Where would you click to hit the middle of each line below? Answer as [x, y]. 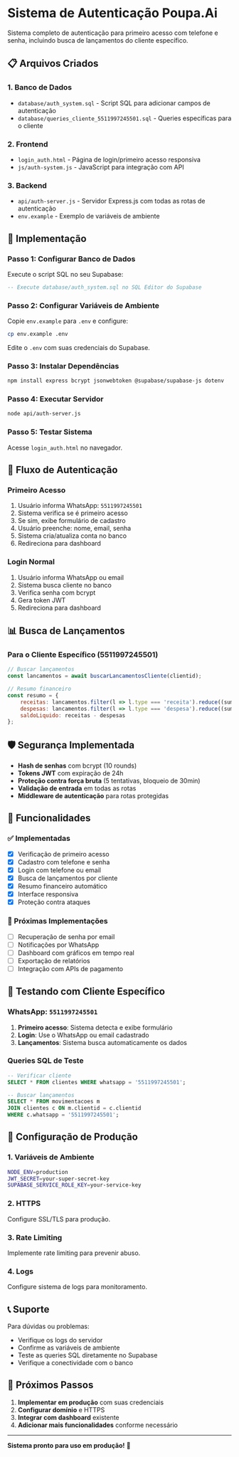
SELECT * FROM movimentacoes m [54, 1102]
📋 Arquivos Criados [53, 64]
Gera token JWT [42, 600]
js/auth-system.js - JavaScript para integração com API [101, 167]
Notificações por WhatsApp [58, 945]
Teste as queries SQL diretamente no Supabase [87, 1355]
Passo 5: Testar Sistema [50, 432]
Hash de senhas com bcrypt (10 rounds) [77, 765]
